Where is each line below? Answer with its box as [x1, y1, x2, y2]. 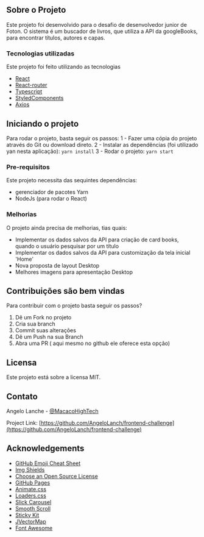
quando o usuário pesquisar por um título [15, 242, 119, 249]
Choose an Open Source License [15, 472, 99, 480]
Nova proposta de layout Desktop [15, 261, 100, 269]
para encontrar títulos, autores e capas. [6, 34, 105, 41]
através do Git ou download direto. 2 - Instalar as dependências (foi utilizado [6, 141, 199, 148]
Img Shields [15, 466, 45, 473]
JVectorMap [15, 517, 47, 525]
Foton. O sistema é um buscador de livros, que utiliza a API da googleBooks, [6, 27, 198, 35]
